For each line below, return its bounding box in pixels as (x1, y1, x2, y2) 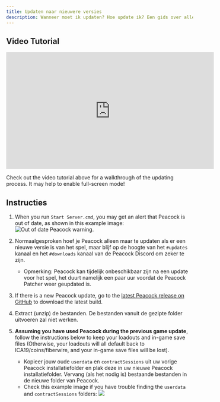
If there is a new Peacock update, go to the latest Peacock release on (14, 292, 185, 299)
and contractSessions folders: (23, 390, 97, 398)
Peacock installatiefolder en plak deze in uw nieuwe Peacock (23, 365, 173, 372)
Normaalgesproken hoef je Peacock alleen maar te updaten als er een (14, 238, 186, 245)
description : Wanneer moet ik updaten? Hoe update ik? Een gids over (6, 14, 182, 20)
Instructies (6, 197, 47, 208)
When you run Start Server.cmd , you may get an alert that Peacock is (14, 213, 186, 220)
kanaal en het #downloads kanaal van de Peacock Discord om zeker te (14, 250, 185, 257)
